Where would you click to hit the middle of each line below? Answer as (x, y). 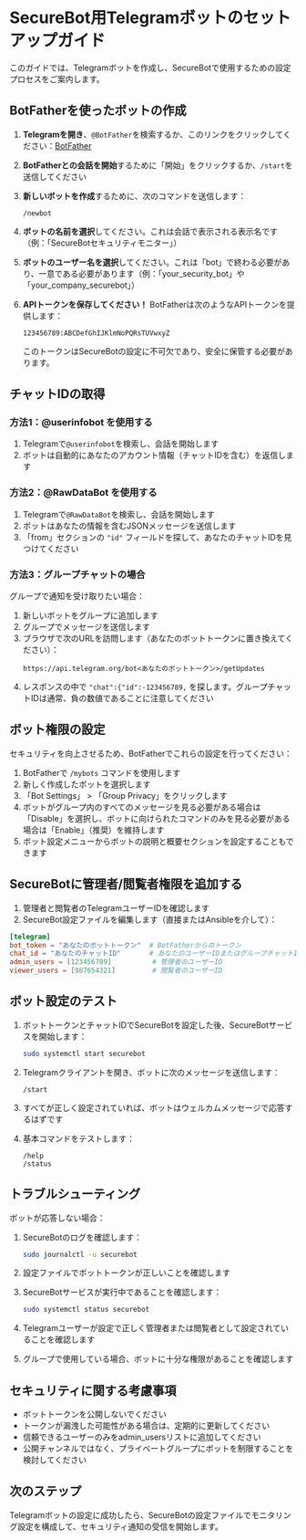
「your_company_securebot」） (81, 285)
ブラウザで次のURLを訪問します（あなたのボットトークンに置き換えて (154, 638)
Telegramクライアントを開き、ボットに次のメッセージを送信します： (151, 1072)
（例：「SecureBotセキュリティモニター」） (102, 243)
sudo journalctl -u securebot (80, 1254)
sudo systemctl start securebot (84, 1053)
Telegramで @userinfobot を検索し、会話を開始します (121, 444)
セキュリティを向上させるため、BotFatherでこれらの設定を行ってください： (151, 753)
